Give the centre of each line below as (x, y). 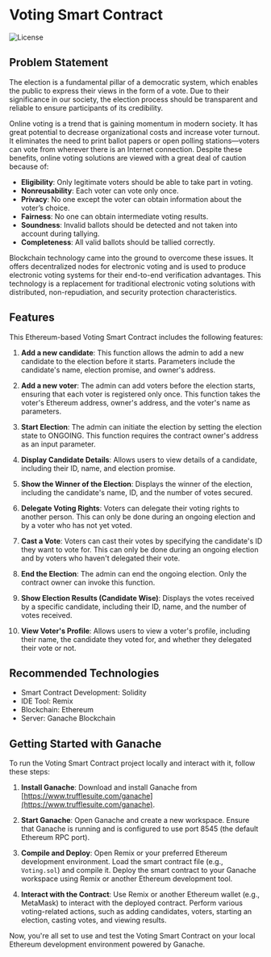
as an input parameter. (58, 444)
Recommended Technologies (84, 673)
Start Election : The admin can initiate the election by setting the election (141, 426)
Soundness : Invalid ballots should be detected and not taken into (129, 225)
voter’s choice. (46, 208)
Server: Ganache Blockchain (68, 718)
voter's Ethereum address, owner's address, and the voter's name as (135, 402)
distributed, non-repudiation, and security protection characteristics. (123, 292)
